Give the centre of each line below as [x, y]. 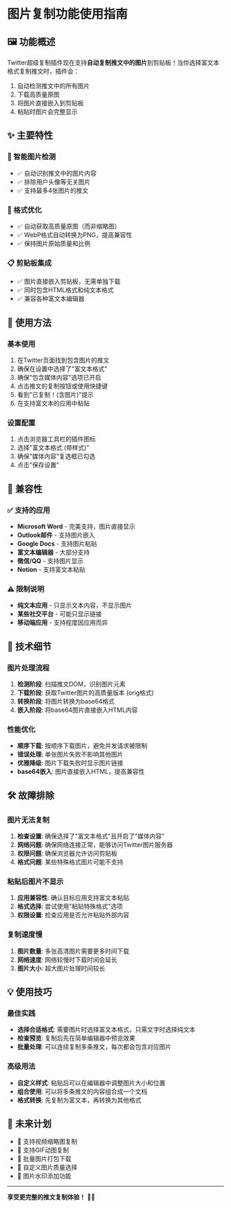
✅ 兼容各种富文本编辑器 [51, 299]
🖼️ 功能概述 [31, 42]
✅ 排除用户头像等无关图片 [54, 182]
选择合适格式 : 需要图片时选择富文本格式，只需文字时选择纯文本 [106, 1030]
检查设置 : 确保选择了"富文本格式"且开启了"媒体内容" [91, 836]
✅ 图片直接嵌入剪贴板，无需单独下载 [69, 281]
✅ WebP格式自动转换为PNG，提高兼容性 [75, 234]
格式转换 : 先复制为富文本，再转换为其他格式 [79, 1100]
